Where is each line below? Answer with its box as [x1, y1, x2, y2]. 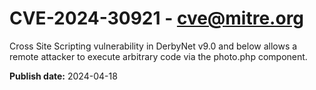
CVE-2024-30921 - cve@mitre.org [9, 7, 305, 30]
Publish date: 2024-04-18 [9, 70, 118, 82]
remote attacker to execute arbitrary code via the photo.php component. [9, 50, 308, 62]
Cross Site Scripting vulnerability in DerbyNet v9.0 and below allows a [9, 40, 298, 52]
